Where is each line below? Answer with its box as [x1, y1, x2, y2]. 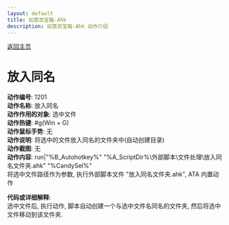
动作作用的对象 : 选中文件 [7, 110, 77, 119]
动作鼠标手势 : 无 [7, 128, 53, 136]
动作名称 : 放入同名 [7, 102, 59, 110]
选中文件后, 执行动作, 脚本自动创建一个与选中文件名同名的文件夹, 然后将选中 [7, 202, 221, 210]
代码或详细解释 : [7, 193, 51, 202]
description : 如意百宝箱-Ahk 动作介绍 [7, 23, 108, 29]
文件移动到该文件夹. [7, 211, 64, 219]
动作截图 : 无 [7, 145, 41, 153]
